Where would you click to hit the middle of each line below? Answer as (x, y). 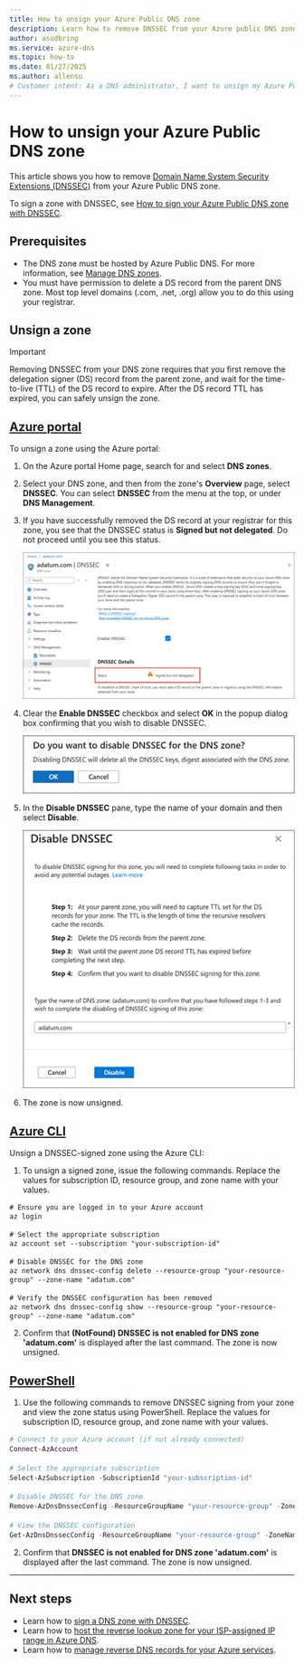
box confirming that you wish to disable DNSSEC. (114, 722)
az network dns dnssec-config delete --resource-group (115, 1271)
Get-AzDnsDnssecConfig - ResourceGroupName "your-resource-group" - (139, 1535)
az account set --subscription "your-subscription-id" (115, 1244)
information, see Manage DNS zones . (92, 273)
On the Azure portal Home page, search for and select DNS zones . (147, 466)
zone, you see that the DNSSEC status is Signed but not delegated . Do (155, 531)
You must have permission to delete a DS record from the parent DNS (152, 282)
